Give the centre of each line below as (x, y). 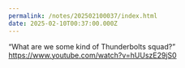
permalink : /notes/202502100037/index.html (83, 16)
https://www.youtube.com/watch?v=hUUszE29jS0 (92, 55)
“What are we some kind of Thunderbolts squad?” (92, 46)
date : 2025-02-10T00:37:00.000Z (63, 23)
